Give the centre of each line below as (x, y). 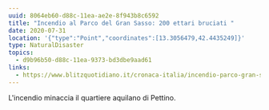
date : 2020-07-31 (37, 30)
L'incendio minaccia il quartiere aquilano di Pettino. (92, 97)
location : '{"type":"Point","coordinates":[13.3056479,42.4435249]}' (127, 38)
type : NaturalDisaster (46, 45)
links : (19, 68)
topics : (21, 53)
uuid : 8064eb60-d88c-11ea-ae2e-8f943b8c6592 (84, 16)
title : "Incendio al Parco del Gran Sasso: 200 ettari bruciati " (121, 23)
